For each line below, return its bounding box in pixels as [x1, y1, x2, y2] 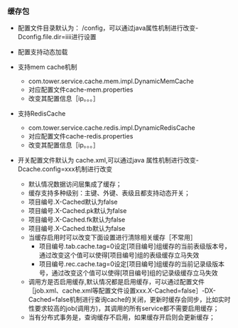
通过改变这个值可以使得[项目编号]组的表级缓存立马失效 [38, 251, 200, 260]
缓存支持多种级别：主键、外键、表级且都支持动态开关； [28, 189, 190, 197]
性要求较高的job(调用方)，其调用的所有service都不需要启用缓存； [28, 304, 220, 313]
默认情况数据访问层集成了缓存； [28, 180, 122, 189]
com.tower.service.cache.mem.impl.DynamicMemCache [28, 77, 194, 86]
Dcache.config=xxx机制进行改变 [17, 165, 112, 173]
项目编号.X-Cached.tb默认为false [28, 224, 126, 233]
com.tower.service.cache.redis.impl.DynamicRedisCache [28, 124, 195, 132]
